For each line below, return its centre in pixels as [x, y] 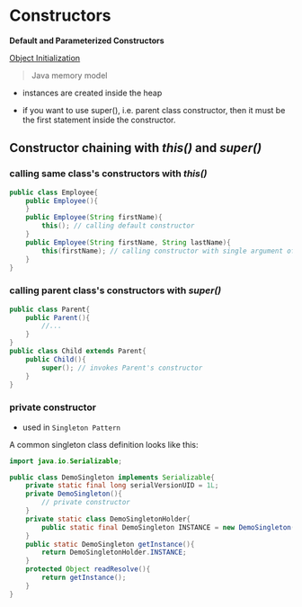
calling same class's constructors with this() [108, 174]
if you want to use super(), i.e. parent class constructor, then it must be [154, 110]
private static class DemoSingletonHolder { [108, 519]
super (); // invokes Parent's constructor [122, 368]
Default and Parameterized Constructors [87, 40]
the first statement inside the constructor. [99, 120]
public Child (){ [56, 359]
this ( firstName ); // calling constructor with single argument [162, 251]
